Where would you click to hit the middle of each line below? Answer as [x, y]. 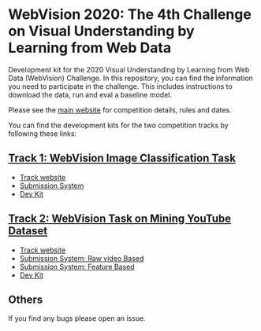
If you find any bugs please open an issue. [77, 318]
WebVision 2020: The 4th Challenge [130, 15]
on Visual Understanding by [101, 31]
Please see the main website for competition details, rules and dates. [120, 110]
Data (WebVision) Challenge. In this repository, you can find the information [131, 78]
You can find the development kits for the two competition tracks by [118, 125]
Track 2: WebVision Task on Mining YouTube [120, 219]
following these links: [43, 133]
